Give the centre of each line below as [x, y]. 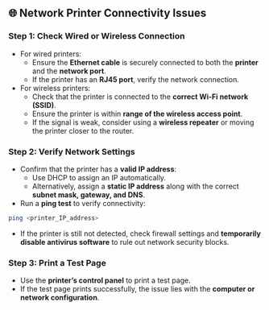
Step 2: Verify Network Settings [72, 151]
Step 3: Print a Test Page [57, 262]
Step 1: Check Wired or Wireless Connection [97, 36]
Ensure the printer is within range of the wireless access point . [137, 114]
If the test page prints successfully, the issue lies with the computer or [137, 289]
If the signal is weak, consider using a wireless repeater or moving [143, 122]
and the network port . [69, 71]
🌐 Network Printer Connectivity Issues [108, 13]
